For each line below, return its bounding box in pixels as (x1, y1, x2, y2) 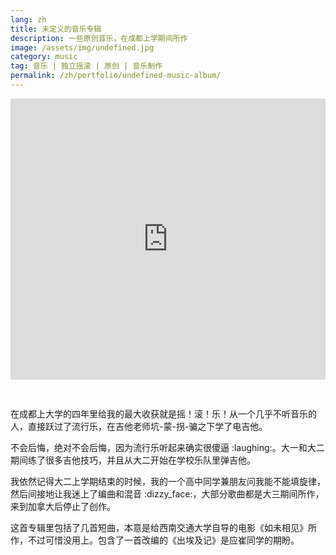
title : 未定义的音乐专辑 (10, 24, 102, 34)
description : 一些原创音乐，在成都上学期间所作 (10, 33, 188, 43)
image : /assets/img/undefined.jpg (10, 42, 155, 53)
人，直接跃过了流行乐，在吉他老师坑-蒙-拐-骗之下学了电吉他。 (10, 420, 268, 432)
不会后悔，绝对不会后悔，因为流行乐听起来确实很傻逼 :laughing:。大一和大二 (10, 441, 325, 453)
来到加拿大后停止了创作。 (10, 500, 116, 512)
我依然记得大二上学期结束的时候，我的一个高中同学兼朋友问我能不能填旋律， (10, 475, 326, 487)
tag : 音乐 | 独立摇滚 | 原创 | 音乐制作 (10, 61, 163, 71)
